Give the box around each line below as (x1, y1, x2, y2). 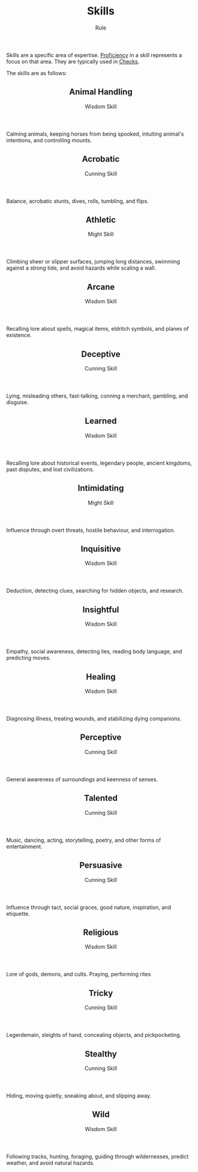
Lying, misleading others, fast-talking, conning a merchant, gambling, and (6, 392, 188, 399)
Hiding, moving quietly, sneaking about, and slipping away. (6, 1092, 152, 1099)
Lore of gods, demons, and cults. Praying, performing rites (6, 971, 151, 978)
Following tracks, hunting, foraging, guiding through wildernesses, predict (6, 1153, 189, 1160)
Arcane (86, 282, 115, 292)
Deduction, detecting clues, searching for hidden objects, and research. (6, 587, 184, 594)
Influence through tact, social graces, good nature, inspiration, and (6, 904, 171, 911)
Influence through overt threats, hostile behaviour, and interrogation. (6, 527, 175, 534)
